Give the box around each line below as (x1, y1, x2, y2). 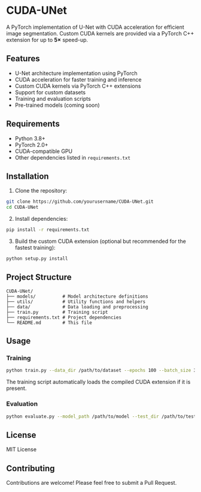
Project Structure (6, 272, 72, 283)
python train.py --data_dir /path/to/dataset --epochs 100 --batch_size (6, 367, 191, 374)
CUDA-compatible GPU (14, 148, 73, 155)
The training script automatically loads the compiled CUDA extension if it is (6, 379, 191, 386)
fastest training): (14, 244, 56, 251)
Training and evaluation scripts (14, 95, 91, 102)
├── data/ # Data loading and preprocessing (6, 304, 148, 310)
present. (6, 385, 27, 392)
